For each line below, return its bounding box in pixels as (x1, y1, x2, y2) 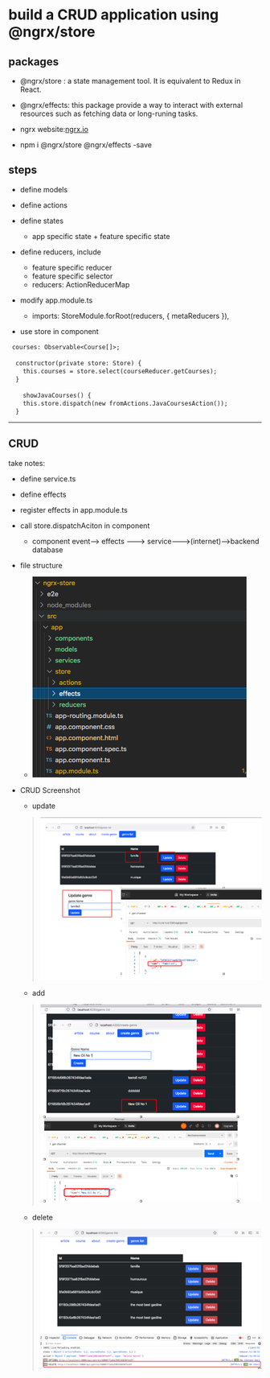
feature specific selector (31, 271, 113, 281)
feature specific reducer (31, 262, 112, 272)
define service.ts (19, 473, 76, 484)
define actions (19, 200, 68, 210)
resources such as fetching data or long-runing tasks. (19, 109, 198, 118)
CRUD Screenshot (19, 785, 80, 794)
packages (8, 55, 59, 68)
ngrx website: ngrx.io (19, 125, 88, 134)
